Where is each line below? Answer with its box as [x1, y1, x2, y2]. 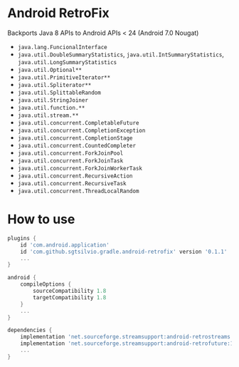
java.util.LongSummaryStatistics [17, 58, 117, 66]
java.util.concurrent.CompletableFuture [17, 119, 139, 126]
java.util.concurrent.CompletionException [17, 127, 146, 134]
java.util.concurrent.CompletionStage [17, 134, 133, 142]
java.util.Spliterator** [17, 81, 92, 88]
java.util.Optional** [17, 66, 82, 73]
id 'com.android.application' [20, 241, 110, 249]
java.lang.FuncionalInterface [17, 43, 108, 51]
